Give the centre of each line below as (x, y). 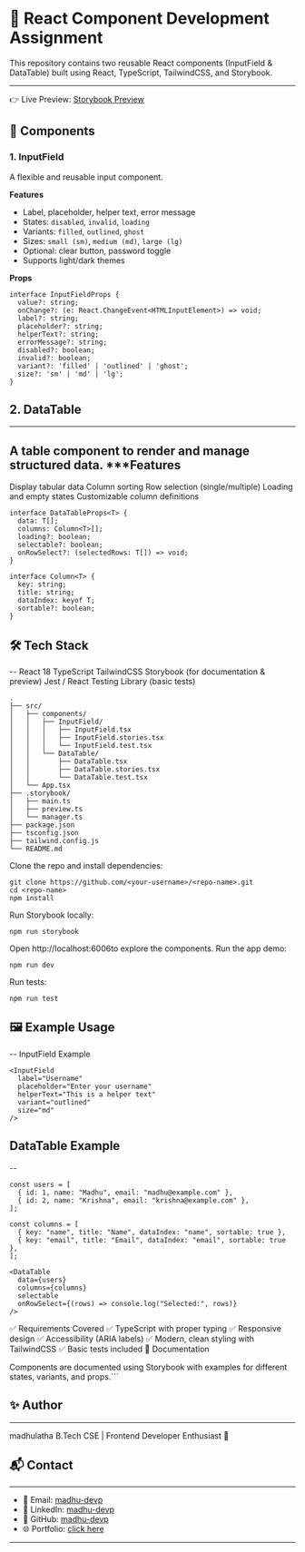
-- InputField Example (50, 1054)
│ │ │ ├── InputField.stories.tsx (87, 738)
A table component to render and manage (129, 451)
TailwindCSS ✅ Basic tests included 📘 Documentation (110, 1349)
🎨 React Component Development (139, 19)
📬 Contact (41, 1465)
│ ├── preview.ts (46, 810)
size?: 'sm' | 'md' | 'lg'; (71, 374)
